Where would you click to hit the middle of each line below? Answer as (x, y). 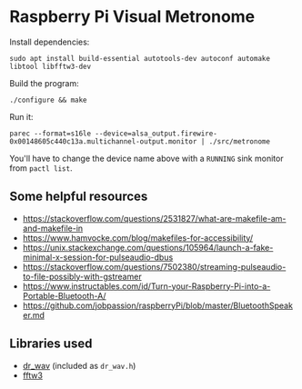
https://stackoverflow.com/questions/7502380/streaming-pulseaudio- (154, 266)
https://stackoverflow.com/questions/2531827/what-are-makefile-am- (154, 218)
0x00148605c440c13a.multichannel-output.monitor (103, 141)
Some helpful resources (79, 197)
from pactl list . (41, 168)
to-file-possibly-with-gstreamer (82, 276)
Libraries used (51, 344)
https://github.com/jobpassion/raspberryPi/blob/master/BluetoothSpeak (158, 305)
